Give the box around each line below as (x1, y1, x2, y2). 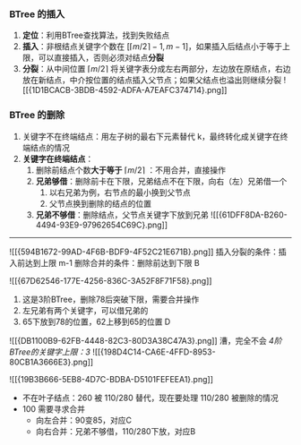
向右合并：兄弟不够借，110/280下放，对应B (35, 425, 196, 436)
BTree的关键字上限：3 (9, 347, 91, 357)
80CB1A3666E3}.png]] (9, 356, 94, 367)
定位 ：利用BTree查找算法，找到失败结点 (21, 30, 170, 41)
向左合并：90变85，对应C (35, 415, 133, 425)
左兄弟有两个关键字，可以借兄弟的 (21, 304, 149, 315)
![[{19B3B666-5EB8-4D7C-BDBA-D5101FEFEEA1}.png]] (9, 373, 213, 384)
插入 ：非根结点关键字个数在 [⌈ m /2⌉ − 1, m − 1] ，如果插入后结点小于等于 (21, 41, 283, 52)
